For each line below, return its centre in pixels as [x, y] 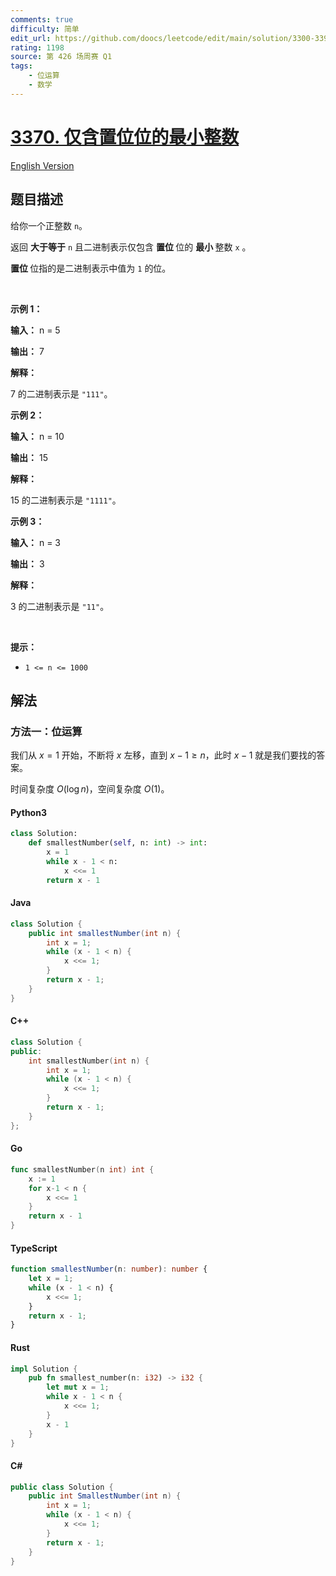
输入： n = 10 [37, 436]
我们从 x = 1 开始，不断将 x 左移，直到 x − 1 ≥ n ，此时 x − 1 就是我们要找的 [163, 755]
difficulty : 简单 [45, 29]
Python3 [28, 812]
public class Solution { [62, 1487]
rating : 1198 [37, 47]
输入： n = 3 [35, 542]
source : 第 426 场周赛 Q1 [61, 57]
